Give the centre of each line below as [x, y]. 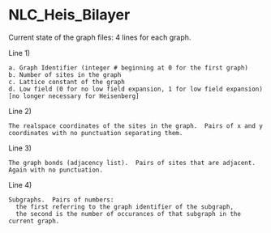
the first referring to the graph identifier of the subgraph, [125, 207]
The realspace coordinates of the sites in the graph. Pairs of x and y [136, 126]
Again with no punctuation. [56, 170]
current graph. [34, 221]
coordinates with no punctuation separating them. [96, 133]
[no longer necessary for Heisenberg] [74, 96]
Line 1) [19, 53]
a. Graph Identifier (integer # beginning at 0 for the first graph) [129, 68]
